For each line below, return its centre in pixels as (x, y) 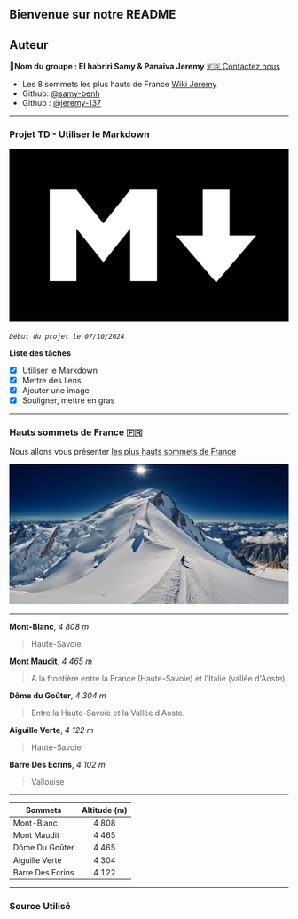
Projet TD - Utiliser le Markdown (79, 134)
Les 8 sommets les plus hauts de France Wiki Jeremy (119, 85)
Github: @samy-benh (61, 93)
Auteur (29, 45)
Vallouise (47, 782)
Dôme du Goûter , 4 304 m (58, 696)
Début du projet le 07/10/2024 (67, 336)
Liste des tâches (40, 353)
